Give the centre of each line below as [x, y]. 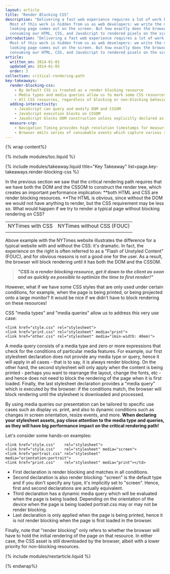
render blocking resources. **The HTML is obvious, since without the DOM [84, 198]
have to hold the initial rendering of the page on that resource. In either [79, 536]
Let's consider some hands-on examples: [49, 436]
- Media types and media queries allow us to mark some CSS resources [90, 95]
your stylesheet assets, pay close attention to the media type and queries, [85, 420]
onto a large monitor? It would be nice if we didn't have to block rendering [82, 298]
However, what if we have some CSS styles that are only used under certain [84, 287]
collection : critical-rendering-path [45, 76]
